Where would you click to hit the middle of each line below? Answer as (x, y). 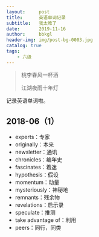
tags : (13, 51)
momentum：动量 (37, 183)
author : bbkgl (29, 34)
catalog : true (24, 46)
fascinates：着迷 (36, 167)
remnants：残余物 (37, 198)
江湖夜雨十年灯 (40, 88)
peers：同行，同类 (38, 228)
